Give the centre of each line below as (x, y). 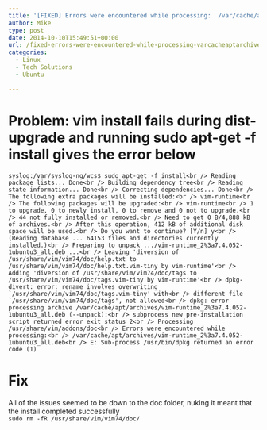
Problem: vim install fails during (115, 121)
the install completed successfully (64, 411)
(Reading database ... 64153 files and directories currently (113, 238)
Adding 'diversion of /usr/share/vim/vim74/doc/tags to (103, 273)
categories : (28, 52)
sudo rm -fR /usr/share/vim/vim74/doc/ (74, 418)
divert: (21, 286)
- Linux (28, 60)
